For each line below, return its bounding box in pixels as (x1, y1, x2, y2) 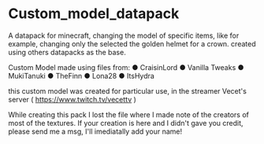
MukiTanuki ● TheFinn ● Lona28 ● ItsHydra (8, 71, 155, 80)
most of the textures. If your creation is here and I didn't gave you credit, (8, 118, 244, 127)
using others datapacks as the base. (8, 47, 126, 57)
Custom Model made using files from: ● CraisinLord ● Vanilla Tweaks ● (8, 62, 244, 72)
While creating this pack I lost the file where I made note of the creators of (8, 109, 250, 119)
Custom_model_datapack (8, 5, 180, 23)
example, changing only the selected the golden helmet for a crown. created (8, 39, 256, 48)
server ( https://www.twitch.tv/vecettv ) (8, 94, 136, 104)
